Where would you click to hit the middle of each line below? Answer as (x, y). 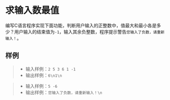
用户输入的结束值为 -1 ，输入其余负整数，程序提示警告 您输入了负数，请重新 (89, 31)
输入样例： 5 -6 (41, 86)
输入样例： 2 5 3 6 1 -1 (50, 69)
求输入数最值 (33, 10)
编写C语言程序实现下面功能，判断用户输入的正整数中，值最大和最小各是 (81, 25)
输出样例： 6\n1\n (44, 75)
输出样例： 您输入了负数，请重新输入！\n (64, 92)
